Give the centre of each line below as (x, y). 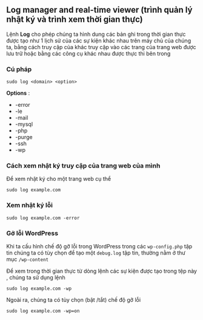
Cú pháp (19, 69)
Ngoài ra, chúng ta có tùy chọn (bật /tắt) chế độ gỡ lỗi (74, 300)
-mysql (24, 124)
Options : (18, 93)
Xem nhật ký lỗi (30, 205)
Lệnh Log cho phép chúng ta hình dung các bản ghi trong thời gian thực (96, 34)
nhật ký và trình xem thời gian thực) (75, 20)
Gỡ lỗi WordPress (32, 233)
